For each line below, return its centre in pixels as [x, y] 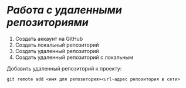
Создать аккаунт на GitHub [49, 38]
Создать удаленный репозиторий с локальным [74, 57]
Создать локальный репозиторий [57, 45]
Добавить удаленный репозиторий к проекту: [64, 68]
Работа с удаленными [64, 10]
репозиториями [48, 22]
